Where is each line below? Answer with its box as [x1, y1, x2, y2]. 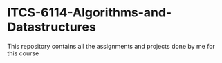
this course [7, 49, 39, 58]
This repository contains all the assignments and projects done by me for [7, 42, 216, 50]
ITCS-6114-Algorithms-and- [7, 5, 172, 21]
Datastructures [7, 19, 97, 35]
